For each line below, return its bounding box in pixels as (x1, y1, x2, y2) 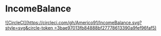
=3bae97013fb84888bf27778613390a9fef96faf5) (54, 24, 156, 30)
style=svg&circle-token (5, 24, 53, 30)
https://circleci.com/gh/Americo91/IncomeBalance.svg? (27, 19, 142, 25)
